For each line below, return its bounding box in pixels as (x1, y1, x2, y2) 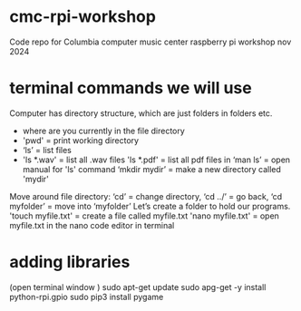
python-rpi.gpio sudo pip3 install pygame (9, 291, 164, 302)
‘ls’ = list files (22, 144, 73, 155)
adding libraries (9, 252, 131, 273)
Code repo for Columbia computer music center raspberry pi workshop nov (9, 36, 292, 47)
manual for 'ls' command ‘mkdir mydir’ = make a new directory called (22, 163, 281, 174)
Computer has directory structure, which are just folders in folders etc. (9, 107, 273, 119)
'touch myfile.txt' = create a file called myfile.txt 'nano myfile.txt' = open (9, 210, 279, 221)
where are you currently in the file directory (22, 125, 186, 136)
